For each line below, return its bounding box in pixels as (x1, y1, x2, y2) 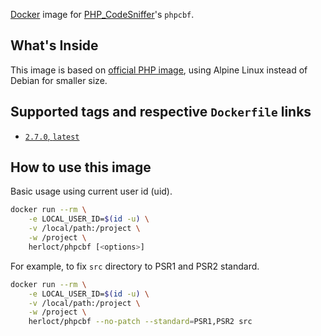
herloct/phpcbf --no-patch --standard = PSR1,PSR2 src (28, 317, 253, 327)
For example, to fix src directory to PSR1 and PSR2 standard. (10, 260, 260, 272)
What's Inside (10, 37, 99, 54)
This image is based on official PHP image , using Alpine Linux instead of (10, 64, 308, 76)
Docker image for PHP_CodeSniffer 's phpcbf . (10, 9, 195, 20)
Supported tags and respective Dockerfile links (10, 104, 312, 121)
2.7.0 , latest (24, 130, 80, 142)
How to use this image (10, 159, 152, 176)
